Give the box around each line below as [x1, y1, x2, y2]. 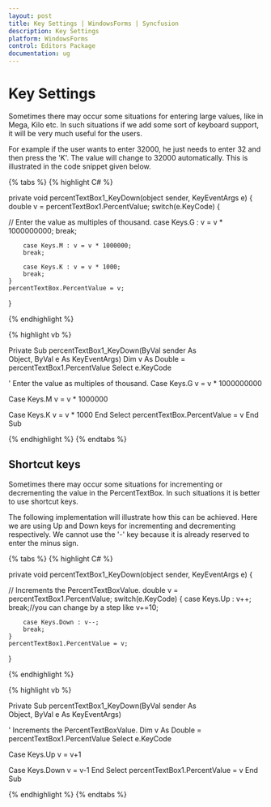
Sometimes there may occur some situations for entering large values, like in [8, 111, 264, 121]
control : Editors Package [8, 42, 95, 50]
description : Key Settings [8, 27, 100, 35]
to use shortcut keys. [8, 496, 78, 506]
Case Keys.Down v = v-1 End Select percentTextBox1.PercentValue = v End [8, 765, 259, 775]
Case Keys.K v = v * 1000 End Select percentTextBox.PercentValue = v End [8, 410, 259, 419]
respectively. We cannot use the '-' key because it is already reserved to [8, 529, 250, 539]
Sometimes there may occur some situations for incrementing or [8, 479, 223, 489]
